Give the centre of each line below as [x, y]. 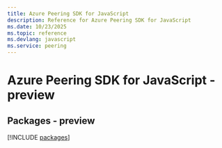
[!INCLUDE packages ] [39, 137]
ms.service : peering [37, 46]
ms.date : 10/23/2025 [37, 26]
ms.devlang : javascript [42, 40]
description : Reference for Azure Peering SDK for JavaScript [99, 20]
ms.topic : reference [37, 33]
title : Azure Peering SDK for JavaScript [68, 14]
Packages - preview [51, 121]
